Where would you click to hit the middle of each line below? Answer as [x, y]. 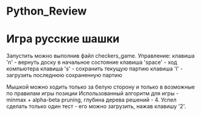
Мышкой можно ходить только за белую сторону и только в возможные [100, 87]
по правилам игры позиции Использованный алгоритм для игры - [93, 94]
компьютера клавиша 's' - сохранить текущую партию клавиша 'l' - [95, 69]
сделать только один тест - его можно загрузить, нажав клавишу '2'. [96, 106]
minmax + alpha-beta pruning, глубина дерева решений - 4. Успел [91, 100]
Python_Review [47, 11]
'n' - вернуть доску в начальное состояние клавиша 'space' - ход [92, 63]
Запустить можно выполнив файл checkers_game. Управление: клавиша [100, 56]
